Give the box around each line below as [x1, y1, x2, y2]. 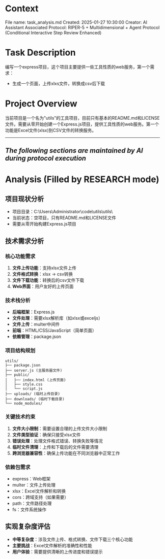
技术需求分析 [5, 237, 44, 245]
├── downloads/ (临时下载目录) [5, 397, 65, 402]
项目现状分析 [5, 195, 44, 203]
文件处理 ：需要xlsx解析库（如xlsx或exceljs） [12, 315, 103, 321]
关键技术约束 [5, 413, 36, 420]
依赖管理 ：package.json [12, 333, 61, 340]
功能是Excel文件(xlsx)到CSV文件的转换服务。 [5, 127, 97, 133]
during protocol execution [5, 154, 86, 163]
